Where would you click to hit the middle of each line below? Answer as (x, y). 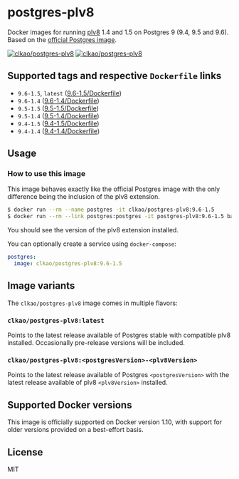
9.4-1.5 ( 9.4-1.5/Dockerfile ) (58, 123)
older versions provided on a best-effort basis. (75, 430)
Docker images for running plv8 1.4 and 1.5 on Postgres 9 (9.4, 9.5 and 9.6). (118, 32)
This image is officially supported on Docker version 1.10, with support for (115, 422)
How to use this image (47, 174)
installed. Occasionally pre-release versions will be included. (96, 343)
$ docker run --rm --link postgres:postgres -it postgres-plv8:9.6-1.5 (116, 217)
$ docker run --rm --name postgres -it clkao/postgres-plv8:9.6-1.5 (111, 210)
